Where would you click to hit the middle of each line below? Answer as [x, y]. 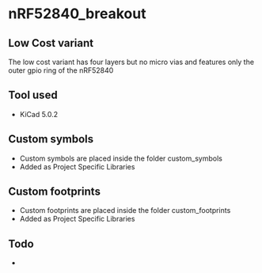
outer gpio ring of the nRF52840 [61, 70]
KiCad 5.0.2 [39, 114]
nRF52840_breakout [77, 14]
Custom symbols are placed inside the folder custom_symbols [121, 158]
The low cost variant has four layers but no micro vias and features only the [131, 62]
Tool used [33, 95]
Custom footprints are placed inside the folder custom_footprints [125, 210]
